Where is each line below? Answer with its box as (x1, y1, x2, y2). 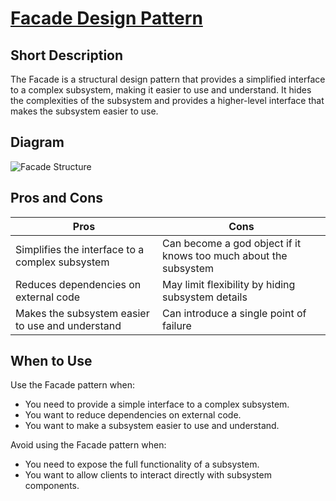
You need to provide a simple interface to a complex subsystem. (24, 398, 290, 411)
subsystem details (161, 290, 248, 304)
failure (161, 318, 192, 332)
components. (24, 480, 80, 492)
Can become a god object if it (161, 236, 302, 250)
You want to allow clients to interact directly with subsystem (24, 469, 272, 481)
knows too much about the (161, 248, 288, 262)
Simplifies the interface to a (15, 242, 145, 256)
